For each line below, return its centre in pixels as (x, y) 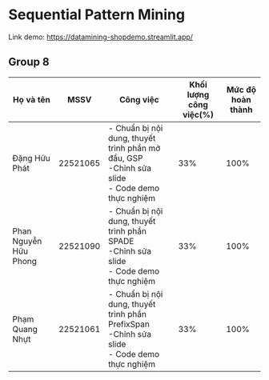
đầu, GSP (125, 158)
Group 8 (29, 62)
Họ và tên (32, 99)
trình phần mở (134, 148)
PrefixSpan (128, 324)
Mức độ (241, 90)
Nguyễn (27, 241)
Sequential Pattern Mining (97, 15)
